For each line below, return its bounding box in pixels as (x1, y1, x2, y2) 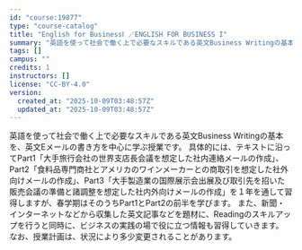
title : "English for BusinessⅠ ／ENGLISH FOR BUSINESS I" (9, 30, 227, 39)
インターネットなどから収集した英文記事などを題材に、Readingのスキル (9, 209, 276, 220)
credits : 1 (9, 64, 50, 73)
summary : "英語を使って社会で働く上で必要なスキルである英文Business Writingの (9, 38, 281, 47)
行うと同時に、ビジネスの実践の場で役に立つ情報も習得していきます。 (24, 220, 284, 231)
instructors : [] (9, 72, 70, 81)
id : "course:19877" (9, 13, 83, 22)
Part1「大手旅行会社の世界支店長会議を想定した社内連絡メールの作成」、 (16, 153, 284, 164)
